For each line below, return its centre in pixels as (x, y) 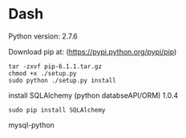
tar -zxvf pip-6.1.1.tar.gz (55, 66)
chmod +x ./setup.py (43, 73)
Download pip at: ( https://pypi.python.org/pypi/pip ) (93, 51)
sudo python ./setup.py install (62, 80)
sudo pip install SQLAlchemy (57, 110)
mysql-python (31, 124)
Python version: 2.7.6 (43, 36)
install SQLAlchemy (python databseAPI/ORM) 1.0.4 (93, 95)
